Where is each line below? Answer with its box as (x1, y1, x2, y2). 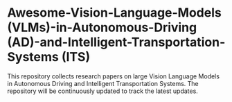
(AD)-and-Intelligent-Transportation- (7, 35, 226, 50)
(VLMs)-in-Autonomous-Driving (7, 19, 197, 35)
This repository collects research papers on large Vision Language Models (7, 71, 220, 80)
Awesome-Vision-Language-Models (7, 5, 222, 21)
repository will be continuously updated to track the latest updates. (7, 87, 199, 95)
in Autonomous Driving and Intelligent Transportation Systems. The (7, 79, 199, 87)
